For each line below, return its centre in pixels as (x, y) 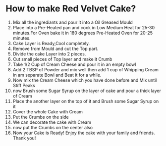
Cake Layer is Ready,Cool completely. (51, 43)
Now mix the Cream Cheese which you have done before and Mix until (85, 80)
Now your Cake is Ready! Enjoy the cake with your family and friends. (84, 133)
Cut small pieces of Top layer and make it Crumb (62, 59)
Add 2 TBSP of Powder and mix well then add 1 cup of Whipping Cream (86, 69)
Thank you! (24, 138)
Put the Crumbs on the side (41, 117)
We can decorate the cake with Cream (52, 122)
